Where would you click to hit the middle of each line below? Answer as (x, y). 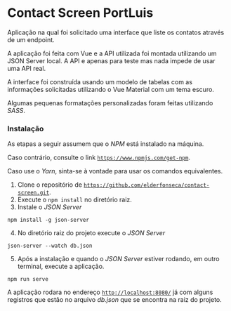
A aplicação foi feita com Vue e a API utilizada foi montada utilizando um (112, 53)
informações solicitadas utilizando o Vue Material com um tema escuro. (111, 89)
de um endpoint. (31, 39)
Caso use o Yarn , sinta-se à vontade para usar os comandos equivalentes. (115, 171)
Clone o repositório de (50, 185)
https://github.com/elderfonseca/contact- (147, 185)
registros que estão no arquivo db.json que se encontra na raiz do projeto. (115, 300)
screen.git (33, 193)
